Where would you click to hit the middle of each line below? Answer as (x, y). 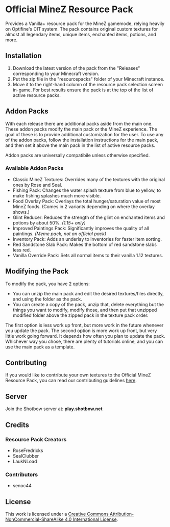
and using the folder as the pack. (47, 299)
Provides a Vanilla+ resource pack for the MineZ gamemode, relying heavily (85, 23)
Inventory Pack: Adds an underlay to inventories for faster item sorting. (87, 239)
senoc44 (22, 486)
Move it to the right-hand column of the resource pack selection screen (88, 84)
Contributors (22, 474)
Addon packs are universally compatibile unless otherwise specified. (78, 155)
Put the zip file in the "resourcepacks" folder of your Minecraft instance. (89, 79)
